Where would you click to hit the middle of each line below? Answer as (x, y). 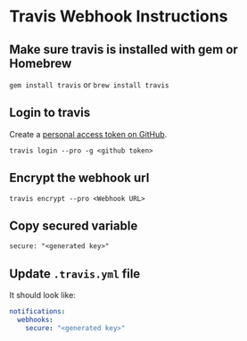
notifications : (37, 312)
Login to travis (50, 113)
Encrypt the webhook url (79, 178)
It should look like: (42, 295)
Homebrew (41, 63)
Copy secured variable (74, 226)
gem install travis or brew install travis (89, 85)
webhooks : (35, 320)
